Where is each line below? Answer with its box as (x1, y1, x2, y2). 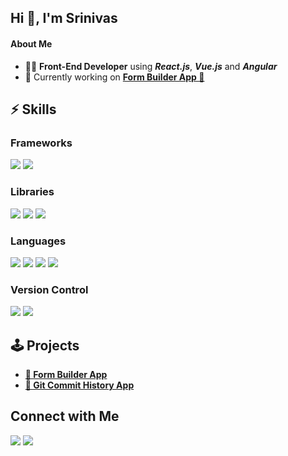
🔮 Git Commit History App (24, 379, 135, 391)
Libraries (10, 185, 55, 199)
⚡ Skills (10, 101, 57, 118)
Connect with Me (10, 408, 120, 425)
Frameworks (10, 136, 73, 150)
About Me (10, 37, 53, 50)
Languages (10, 234, 67, 248)
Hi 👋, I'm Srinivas (10, 10, 118, 27)
